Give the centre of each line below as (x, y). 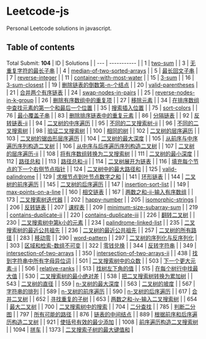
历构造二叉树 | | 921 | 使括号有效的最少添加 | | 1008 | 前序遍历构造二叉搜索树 (102, 322)
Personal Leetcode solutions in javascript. (59, 28)
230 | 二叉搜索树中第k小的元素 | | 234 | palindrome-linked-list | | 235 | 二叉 (101, 222)
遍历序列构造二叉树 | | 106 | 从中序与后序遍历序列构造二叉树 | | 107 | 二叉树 (101, 146)
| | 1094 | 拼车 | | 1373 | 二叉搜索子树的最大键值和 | (70, 329)
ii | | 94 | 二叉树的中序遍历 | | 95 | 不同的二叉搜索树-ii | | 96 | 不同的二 (112, 123)
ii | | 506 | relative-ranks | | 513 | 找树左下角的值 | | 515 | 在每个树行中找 (104, 268)
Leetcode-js (38, 11)
